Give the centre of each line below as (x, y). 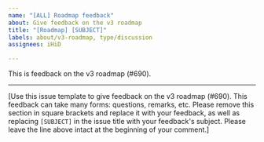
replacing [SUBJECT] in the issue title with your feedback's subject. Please (127, 122)
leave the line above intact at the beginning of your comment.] (109, 129)
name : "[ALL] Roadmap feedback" (61, 15)
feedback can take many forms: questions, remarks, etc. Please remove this (131, 105)
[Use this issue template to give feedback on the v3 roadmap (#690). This (128, 96)
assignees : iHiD (35, 45)
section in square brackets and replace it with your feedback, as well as (124, 113)
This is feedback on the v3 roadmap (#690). (80, 74)
